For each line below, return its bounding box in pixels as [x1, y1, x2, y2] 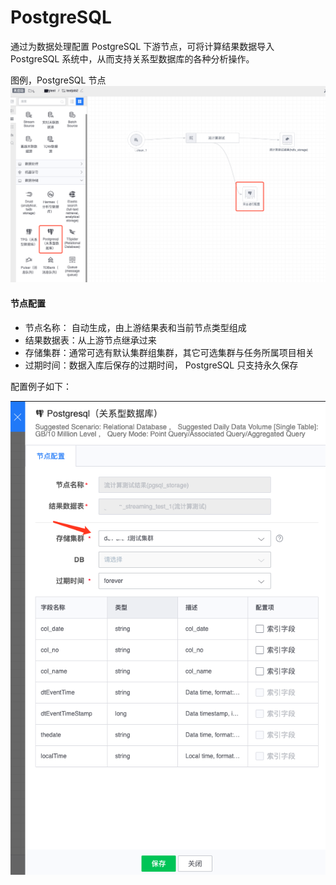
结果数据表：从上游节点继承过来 [24, 334, 157, 346]
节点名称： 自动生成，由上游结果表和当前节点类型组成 [24, 321, 247, 333]
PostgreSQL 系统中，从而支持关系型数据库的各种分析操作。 [10, 52, 255, 65]
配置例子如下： [10, 380, 72, 392]
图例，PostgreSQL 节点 [10, 74, 107, 86]
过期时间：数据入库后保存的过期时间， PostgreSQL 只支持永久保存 [24, 359, 299, 371]
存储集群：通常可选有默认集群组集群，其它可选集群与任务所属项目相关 [24, 346, 315, 358]
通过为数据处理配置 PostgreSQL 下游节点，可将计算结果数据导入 [10, 40, 275, 52]
